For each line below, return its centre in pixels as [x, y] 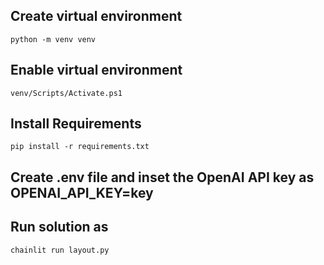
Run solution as [59, 227]
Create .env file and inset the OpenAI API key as [162, 177]
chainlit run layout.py [60, 250]
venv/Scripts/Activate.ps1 [66, 93]
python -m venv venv [53, 39]
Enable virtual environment [96, 70]
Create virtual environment [96, 16]
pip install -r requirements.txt [80, 147]
